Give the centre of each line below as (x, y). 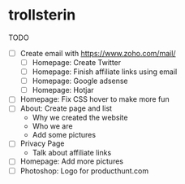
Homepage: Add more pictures (72, 161)
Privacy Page (42, 143)
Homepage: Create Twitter (77, 62)
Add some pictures (64, 135)
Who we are (52, 126)
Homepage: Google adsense (80, 81)
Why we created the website (80, 118)
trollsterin (42, 15)
